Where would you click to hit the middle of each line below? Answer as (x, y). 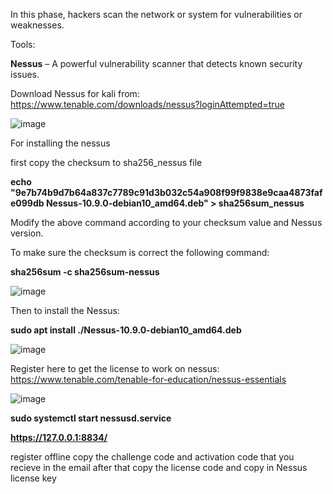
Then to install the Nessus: (65, 310)
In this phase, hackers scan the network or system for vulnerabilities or (156, 14)
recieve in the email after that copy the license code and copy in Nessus (159, 467)
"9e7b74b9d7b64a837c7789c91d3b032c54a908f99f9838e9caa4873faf (166, 192)
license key (33, 478)
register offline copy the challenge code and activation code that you (152, 457)
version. (27, 233)
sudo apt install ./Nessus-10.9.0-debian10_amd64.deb (126, 330)
